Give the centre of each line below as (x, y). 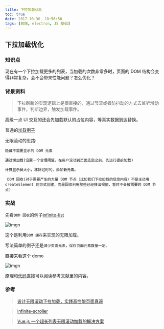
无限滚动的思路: (21, 141)
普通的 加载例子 (20, 130)
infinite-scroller (32, 311)
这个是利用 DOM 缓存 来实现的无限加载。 (43, 235)
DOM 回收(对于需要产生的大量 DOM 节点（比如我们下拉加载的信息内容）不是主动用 (78, 179)
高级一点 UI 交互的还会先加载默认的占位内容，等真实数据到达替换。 (73, 120)
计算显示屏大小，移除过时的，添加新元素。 (42, 170)
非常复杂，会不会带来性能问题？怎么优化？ (52, 77)
